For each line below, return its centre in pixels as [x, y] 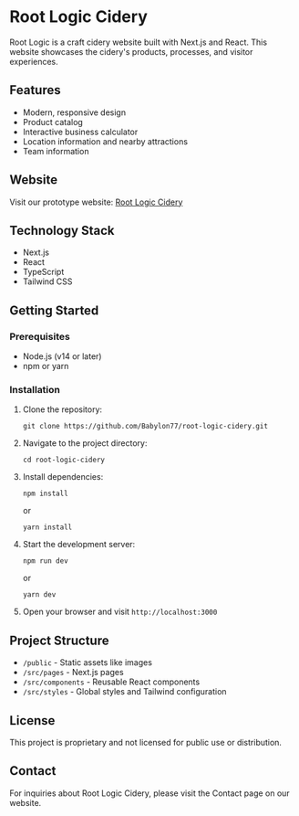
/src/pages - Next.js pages [73, 673]
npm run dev [45, 561]
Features [35, 90]
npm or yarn [46, 366]
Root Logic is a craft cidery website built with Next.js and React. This [138, 42]
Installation [35, 389]
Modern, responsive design [74, 112]
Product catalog [53, 122]
